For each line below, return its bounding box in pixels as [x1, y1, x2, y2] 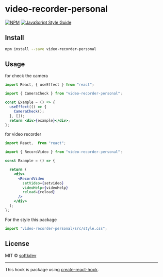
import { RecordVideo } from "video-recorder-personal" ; [5, 149, 123, 154]
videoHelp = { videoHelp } [22, 185, 68, 190]
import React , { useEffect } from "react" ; [5, 82, 95, 87]
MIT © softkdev [5, 252, 36, 259]
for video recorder [5, 131, 42, 137]
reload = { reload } [22, 190, 55, 195]
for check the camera [5, 73, 48, 79]
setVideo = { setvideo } [22, 181, 64, 185]
